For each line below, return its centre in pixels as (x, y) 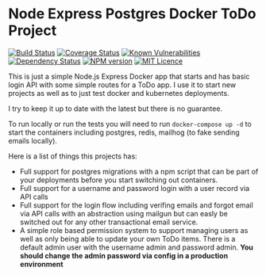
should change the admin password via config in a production (124, 255)
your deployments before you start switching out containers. (119, 180)
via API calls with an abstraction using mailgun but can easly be (124, 213)
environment (41, 264)
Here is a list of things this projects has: (73, 156)
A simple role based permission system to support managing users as (134, 230)
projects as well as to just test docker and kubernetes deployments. (119, 93)
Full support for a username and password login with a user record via (135, 188)
